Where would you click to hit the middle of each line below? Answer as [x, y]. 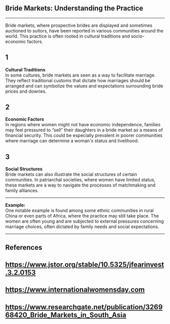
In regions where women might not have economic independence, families [83, 125]
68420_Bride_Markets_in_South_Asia [66, 315]
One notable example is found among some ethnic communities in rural [80, 210]
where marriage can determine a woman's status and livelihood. [72, 141]
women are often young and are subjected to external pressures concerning [85, 221]
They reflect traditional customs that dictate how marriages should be [78, 80]
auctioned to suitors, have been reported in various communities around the [84, 30]
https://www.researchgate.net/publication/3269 [84, 307]
